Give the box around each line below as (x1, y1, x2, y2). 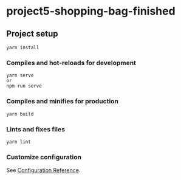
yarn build (6, 111, 34, 117)
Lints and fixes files (6, 125, 66, 133)
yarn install (6, 44, 39, 50)
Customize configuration (6, 153, 82, 161)
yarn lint (6, 139, 32, 145)
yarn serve (6, 72, 34, 78)
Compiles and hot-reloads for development (6, 58, 137, 67)
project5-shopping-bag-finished (6, 4, 176, 18)
